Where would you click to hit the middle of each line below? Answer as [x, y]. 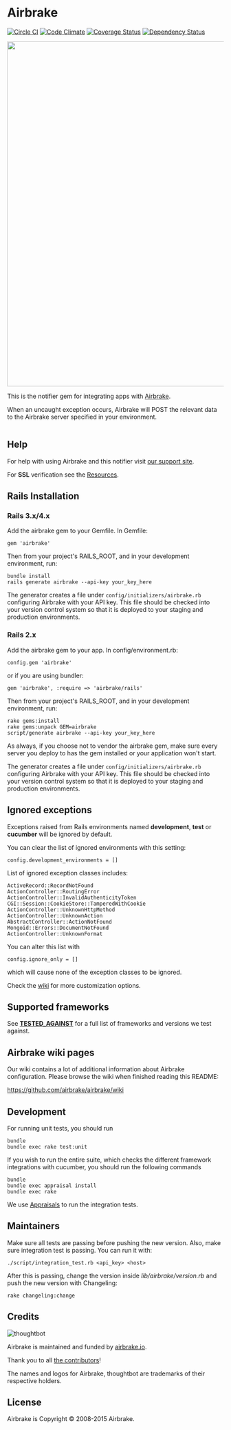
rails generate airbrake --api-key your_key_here [80, 582]
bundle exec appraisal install [52, 1185]
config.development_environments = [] [63, 860]
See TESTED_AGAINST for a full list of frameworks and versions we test [109, 1024]
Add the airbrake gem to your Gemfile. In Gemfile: [77, 531]
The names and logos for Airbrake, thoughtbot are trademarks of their [106, 1373]
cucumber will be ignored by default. [60, 834]
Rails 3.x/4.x [29, 516]
